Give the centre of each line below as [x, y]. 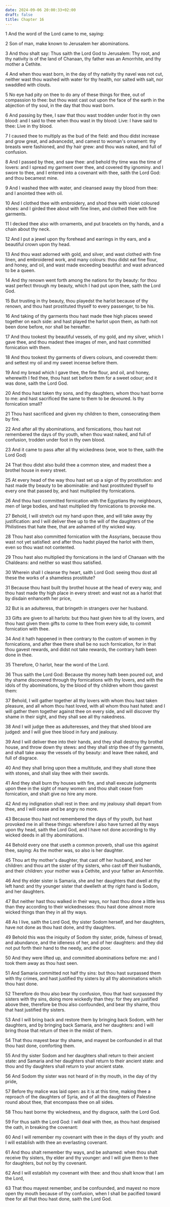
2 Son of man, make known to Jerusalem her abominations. [67, 44]
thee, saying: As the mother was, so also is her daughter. [65, 850]
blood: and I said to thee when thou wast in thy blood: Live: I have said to [81, 121]
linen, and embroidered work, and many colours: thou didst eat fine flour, [82, 260]
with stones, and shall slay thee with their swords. [57, 773]
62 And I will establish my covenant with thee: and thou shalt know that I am [84, 1173]
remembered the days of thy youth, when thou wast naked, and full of [78, 434]
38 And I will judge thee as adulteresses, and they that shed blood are [78, 727]
